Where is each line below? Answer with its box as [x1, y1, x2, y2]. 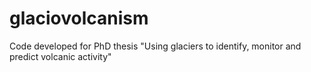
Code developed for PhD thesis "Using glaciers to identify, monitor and [9, 40, 302, 52]
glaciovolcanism [9, 7, 149, 30]
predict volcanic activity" [9, 50, 112, 62]
